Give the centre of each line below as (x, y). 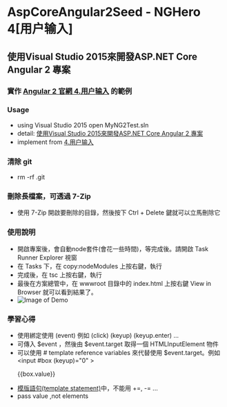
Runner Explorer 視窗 (47, 257)
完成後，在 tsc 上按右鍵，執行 (59, 275)
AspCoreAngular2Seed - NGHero (104, 12)
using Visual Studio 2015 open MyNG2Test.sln (83, 125)
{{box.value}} (36, 374)
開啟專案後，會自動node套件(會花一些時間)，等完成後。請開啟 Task (113, 248)
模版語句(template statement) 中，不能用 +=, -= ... (88, 388)
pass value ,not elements (52, 396)
